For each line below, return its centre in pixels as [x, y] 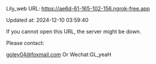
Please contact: [25, 43]
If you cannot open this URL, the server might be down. [74, 31]
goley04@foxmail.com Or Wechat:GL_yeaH [59, 55]
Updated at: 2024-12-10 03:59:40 [47, 20]
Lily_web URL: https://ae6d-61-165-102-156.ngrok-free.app [78, 9]
